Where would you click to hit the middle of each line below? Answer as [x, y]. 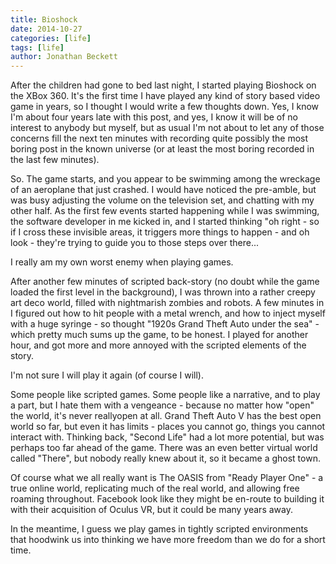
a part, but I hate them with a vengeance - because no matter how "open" [162, 405]
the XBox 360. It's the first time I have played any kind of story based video [165, 96]
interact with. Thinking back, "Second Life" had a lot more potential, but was [167, 437]
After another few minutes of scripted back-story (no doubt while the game [165, 282]
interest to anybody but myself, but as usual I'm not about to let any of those [167, 128]
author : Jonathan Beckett [64, 57]
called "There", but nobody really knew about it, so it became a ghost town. [165, 458]
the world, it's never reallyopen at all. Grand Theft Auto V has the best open [166, 416]
